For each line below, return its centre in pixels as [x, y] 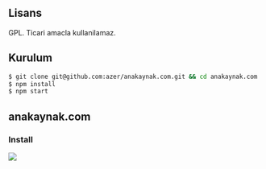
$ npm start [28, 92]
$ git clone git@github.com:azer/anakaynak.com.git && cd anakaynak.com [133, 76]
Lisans [25, 13]
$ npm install [32, 84]
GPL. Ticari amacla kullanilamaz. [62, 32]
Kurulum [31, 58]
